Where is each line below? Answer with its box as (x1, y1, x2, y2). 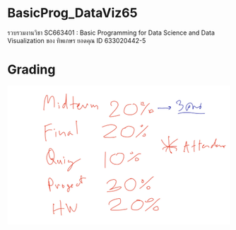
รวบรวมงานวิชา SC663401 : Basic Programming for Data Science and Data (7, 28, 216, 37)
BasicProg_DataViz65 (7, 5, 138, 21)
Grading (7, 62, 56, 78)
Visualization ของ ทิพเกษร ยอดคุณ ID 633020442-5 (7, 36, 146, 45)
